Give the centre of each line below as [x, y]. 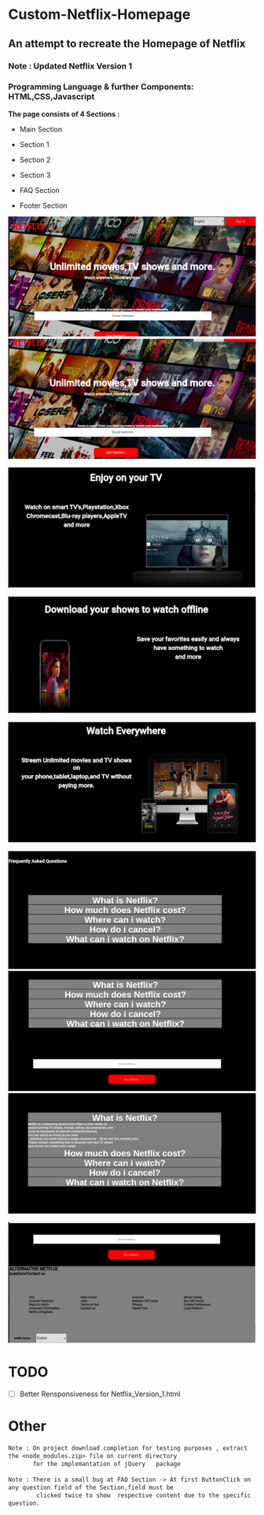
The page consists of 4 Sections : [64, 114]
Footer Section [43, 205]
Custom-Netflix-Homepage [99, 15]
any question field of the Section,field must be [91, 1487]
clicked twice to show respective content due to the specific [144, 1495]
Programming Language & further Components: [101, 87]
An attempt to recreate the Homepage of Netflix [127, 44]
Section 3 [35, 175]
